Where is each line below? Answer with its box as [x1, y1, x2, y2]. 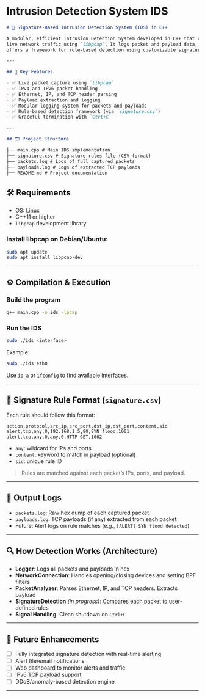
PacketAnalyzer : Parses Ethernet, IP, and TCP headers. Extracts [15, 585, 178, 592]
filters [15, 578, 31, 586]
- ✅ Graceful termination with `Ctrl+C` [6, 114, 112, 120]
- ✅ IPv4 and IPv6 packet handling [6, 86, 98, 92]
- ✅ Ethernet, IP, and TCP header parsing [6, 91, 117, 97]
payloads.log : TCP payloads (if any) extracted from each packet [15, 515, 177, 523]
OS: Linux [15, 206, 40, 214]
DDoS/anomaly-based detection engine [15, 678, 115, 685]
